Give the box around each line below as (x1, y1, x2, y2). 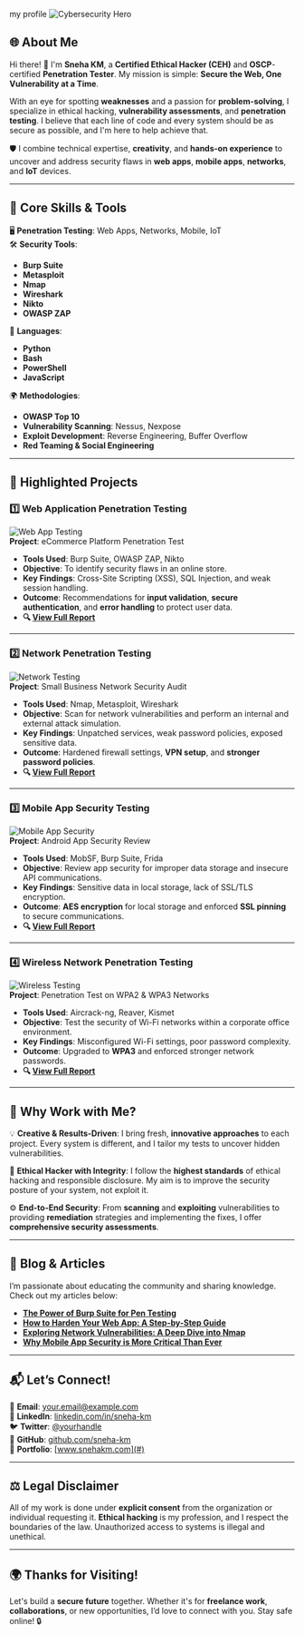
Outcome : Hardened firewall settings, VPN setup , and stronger (22, 747, 261, 758)
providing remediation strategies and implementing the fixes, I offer (9, 1212, 262, 1223)
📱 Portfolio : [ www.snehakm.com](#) (9, 1443, 145, 1454)
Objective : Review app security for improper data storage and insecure (22, 862, 289, 873)
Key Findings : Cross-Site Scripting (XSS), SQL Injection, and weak (22, 572, 271, 584)
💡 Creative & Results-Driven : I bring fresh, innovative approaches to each (9, 1128, 290, 1139)
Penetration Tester (42, 68, 115, 79)
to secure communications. (22, 910, 125, 921)
